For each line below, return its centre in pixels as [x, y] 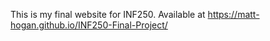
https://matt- [233, 14]
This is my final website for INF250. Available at [108, 14]
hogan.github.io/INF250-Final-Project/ [89, 25]
